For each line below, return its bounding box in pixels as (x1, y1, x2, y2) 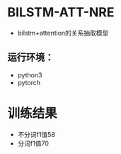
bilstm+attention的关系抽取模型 (17, 28, 109, 37)
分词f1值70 (17, 139, 50, 148)
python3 (17, 70, 42, 79)
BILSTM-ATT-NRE (7, 4, 115, 21)
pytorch (17, 78, 41, 87)
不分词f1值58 (17, 130, 55, 138)
